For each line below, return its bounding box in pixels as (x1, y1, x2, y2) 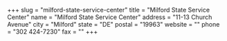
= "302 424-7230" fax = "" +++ (7, 27, 98, 36)
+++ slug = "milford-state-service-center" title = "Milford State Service (7, 6, 210, 14)
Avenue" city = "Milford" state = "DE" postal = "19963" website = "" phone (7, 20, 220, 28)
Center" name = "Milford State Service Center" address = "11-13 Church (7, 13, 212, 21)
